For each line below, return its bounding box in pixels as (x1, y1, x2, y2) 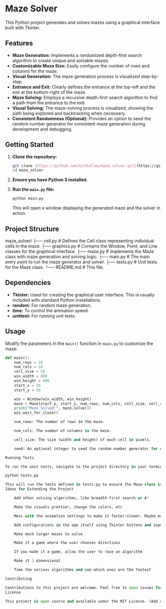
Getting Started (5, 140, 54, 149)
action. (12, 210, 27, 216)
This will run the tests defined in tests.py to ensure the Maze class (5, 482, 156, 487)
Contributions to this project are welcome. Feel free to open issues (5, 585, 154, 590)
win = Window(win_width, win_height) (14, 397, 92, 402)
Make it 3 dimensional (14, 558, 61, 563)
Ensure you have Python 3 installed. (12, 177, 88, 183)
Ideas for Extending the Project (5, 487, 74, 492)
